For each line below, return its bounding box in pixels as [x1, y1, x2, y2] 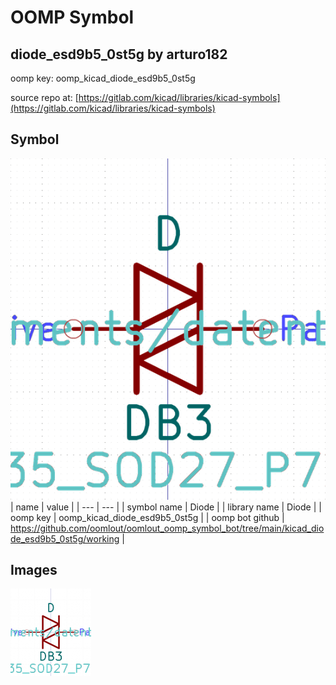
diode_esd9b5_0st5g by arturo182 [10, 46, 228, 63]
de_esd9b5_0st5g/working [10, 532, 120, 545]
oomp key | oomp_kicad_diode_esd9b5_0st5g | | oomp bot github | [10, 511, 285, 523]
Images [10, 562, 58, 579]
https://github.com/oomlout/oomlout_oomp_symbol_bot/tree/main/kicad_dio [10, 522, 325, 534]
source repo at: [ [10, 92, 79, 103]
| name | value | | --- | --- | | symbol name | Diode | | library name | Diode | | [10, 501, 322, 513]
